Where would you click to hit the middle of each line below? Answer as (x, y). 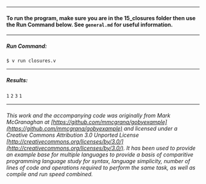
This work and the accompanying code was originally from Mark (88, 115)
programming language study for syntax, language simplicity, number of (98, 161)
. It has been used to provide (160, 148)
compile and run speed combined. (50, 174)
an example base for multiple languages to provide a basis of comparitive (100, 155)
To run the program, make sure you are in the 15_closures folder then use (101, 18)
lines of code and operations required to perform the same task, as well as (101, 167)
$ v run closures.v (31, 61)
